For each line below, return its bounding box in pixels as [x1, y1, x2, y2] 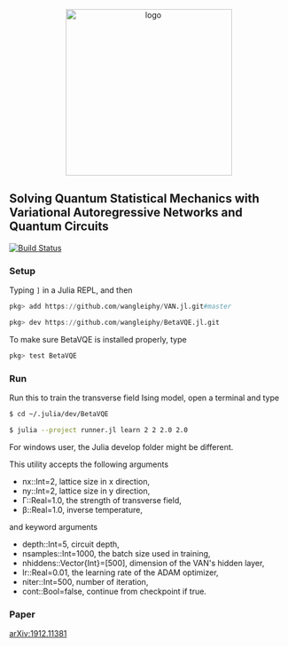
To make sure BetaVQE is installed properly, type [9, 334, 188, 344]
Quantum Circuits [9, 219, 109, 234]
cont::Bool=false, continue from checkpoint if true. [21, 586, 206, 596]
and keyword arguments [9, 521, 98, 532]
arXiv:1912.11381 [9, 628, 67, 639]
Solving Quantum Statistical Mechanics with [9, 191, 260, 207]
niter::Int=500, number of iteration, [21, 576, 149, 587]
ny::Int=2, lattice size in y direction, [21, 485, 151, 496]
